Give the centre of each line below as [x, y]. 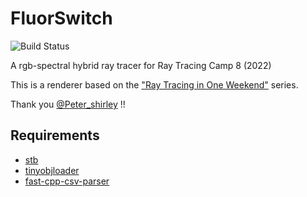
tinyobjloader [52, 170]
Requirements [55, 135]
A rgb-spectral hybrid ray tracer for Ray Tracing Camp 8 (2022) [141, 65]
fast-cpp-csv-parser [67, 181]
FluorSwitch [61, 18]
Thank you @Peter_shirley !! [68, 104]
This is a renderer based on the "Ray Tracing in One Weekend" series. [154, 84]
